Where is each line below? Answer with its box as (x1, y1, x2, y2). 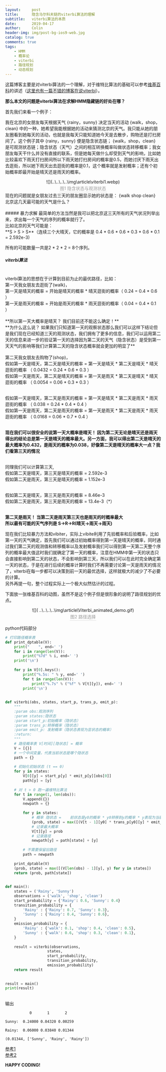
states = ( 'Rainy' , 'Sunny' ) (14, 889, 74, 894)
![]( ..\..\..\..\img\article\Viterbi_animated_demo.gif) (32, 607, 134, 613)
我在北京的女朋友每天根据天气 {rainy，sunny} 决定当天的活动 (5, 120, 129, 125)
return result (14, 967, 43, 972)
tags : (5, 44, 16, 49)
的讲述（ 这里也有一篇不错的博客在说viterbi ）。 (9, 88, 103, 93)
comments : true (5, 40, 37, 45)
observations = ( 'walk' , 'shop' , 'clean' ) (14, 893, 103, 898)
